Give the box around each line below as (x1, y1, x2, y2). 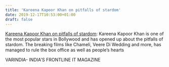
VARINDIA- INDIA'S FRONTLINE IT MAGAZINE (5, 57, 101, 63)
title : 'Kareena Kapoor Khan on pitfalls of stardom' (5, 7, 121, 13)
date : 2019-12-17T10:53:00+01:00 (5, 12, 76, 17)
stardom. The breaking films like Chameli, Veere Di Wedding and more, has (5, 42, 161, 48)
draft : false (5, 17, 33, 22)
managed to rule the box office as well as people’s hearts (5, 47, 124, 53)
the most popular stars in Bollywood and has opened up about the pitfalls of (5, 36, 163, 42)
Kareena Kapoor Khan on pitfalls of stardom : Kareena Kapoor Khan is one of (5, 31, 164, 37)
